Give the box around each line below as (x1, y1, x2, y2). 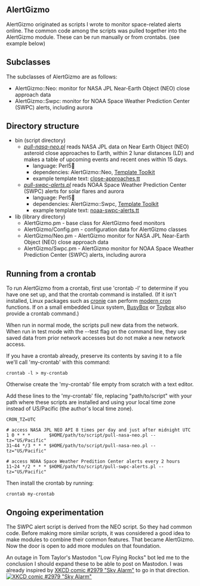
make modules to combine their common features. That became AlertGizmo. (6, 536, 195, 544)
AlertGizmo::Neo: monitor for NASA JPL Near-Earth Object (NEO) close (14, 84, 190, 92)
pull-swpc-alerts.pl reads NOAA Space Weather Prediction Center (23, 181, 187, 189)
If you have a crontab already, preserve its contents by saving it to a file (6, 353, 182, 360)
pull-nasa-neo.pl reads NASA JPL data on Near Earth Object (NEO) (23, 143, 189, 150)
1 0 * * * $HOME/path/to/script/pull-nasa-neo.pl (6, 432, 148, 439)
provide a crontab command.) (6, 310, 79, 317)
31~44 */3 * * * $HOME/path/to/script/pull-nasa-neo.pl (6, 443, 148, 449)
